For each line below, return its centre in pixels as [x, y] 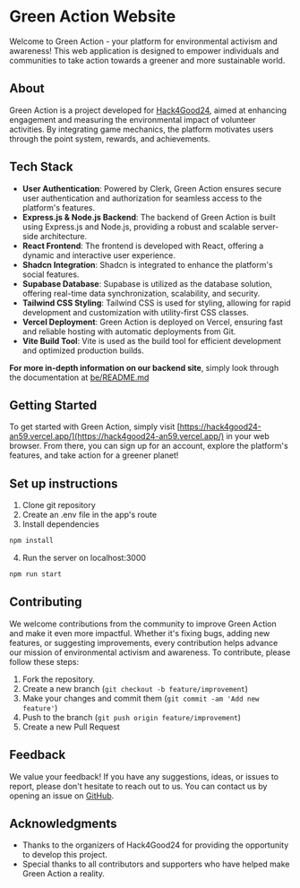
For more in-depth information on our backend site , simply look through [144, 367]
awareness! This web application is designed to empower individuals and [144, 50]
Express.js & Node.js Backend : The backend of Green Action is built [149, 217]
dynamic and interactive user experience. [99, 255]
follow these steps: [44, 661]
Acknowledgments [64, 823]
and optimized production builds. [83, 350]
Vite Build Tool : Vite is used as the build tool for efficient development [152, 341]
